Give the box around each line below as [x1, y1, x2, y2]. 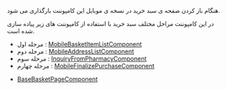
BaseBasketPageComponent [16, 75, 98, 83]
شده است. [7, 27, 35, 35]
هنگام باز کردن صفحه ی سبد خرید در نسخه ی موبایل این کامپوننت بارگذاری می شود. [7, 7, 220, 14]
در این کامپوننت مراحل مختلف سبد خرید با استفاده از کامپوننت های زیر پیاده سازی [7, 20, 214, 27]
